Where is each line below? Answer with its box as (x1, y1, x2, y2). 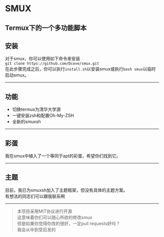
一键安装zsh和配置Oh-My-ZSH (12, 113, 74, 118)
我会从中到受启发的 (17, 226, 56, 233)
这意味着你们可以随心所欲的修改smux (17, 214, 93, 220)
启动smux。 (5, 72, 29, 78)
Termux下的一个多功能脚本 (5, 24, 87, 32)
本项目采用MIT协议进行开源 (17, 208, 72, 214)
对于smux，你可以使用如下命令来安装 (5, 56, 81, 62)
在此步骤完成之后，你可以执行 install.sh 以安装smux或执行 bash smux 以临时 (5, 66, 156, 72)
